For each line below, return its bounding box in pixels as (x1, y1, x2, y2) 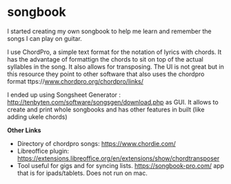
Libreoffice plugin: (17, 147, 70, 155)
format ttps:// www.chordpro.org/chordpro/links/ (7, 77, 143, 85)
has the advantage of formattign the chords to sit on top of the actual (7, 55, 203, 63)
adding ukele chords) (7, 112, 68, 121)
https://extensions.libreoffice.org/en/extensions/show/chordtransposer (17, 154, 220, 163)
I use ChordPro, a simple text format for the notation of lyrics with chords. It (7, 48, 222, 56)
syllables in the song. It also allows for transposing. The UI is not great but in (7, 62, 224, 71)
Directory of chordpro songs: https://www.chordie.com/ (17, 139, 176, 147)
